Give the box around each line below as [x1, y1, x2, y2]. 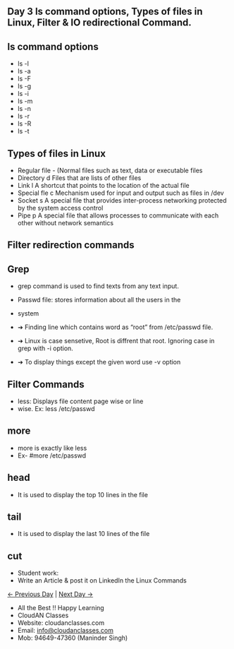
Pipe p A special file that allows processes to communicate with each [17, 211, 219, 220]
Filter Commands [7, 378, 85, 391]
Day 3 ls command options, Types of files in [7, 6, 203, 18]
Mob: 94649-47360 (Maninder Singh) [17, 633, 128, 642]
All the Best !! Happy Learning [17, 604, 104, 612]
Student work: [17, 568, 58, 578]
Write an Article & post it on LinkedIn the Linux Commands [17, 576, 187, 585]
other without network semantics [17, 219, 114, 227]
